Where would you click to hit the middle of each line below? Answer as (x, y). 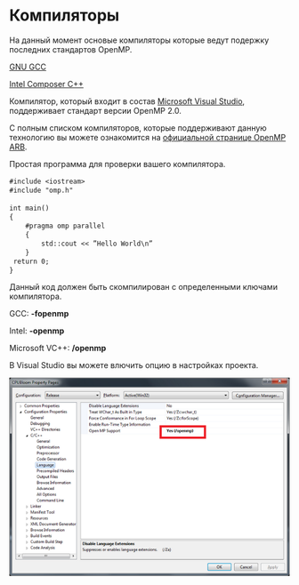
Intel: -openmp (37, 331)
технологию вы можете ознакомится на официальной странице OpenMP (148, 137)
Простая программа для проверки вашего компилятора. (117, 164)
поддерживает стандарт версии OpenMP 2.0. (96, 110)
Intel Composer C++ (47, 84)
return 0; (31, 261)
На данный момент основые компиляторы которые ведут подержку (139, 40)
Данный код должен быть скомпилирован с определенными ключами (144, 286)
